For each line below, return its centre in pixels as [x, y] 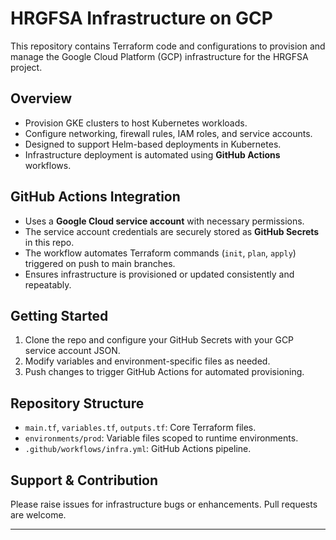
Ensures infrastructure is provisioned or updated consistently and [159, 274]
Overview [41, 98]
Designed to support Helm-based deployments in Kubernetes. [153, 144]
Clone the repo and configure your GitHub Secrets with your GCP [159, 340]
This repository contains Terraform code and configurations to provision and [168, 46]
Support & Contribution [84, 480]
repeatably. [48, 284]
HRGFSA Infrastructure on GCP [141, 18]
